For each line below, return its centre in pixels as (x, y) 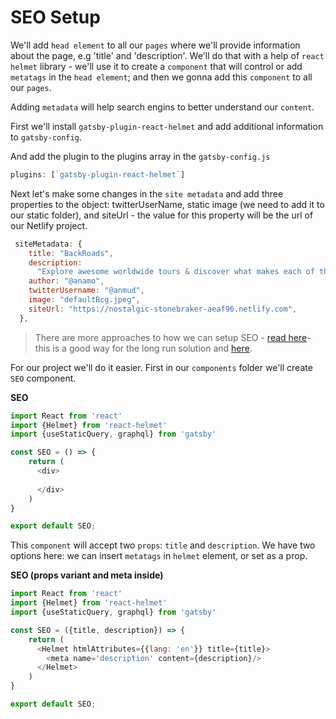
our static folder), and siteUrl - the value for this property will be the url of (162, 215)
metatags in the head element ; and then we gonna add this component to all (161, 77)
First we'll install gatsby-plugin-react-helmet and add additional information (167, 126)
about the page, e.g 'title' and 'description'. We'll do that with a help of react (167, 55)
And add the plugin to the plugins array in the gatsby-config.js (140, 156)
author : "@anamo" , (66, 281)
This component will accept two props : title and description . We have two (163, 545)
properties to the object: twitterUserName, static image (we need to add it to (167, 204)
